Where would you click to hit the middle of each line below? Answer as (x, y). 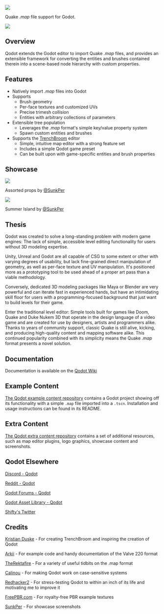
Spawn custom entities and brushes (56, 133)
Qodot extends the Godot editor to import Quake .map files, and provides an (82, 53)
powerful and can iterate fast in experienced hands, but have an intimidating (82, 292)
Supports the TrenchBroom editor (46, 138)
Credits (17, 527)
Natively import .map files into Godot (49, 91)
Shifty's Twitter (20, 512)
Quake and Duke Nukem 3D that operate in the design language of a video (80, 317)
